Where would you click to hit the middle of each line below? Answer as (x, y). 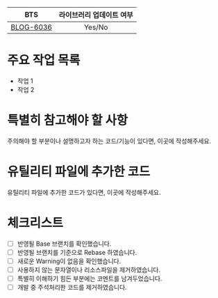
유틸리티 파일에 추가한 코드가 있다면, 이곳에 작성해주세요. (84, 192)
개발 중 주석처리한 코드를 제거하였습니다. (72, 288)
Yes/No (96, 27)
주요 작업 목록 (44, 60)
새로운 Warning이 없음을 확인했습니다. (69, 261)
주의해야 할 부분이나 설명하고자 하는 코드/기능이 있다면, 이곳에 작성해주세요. (109, 141)
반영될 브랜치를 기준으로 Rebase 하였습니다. (77, 252)
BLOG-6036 (32, 27)
